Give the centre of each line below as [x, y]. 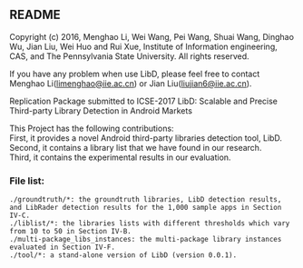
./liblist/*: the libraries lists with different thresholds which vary [150, 223]
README [35, 15]
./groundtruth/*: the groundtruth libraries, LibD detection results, [146, 200]
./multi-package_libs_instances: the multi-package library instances [146, 240]
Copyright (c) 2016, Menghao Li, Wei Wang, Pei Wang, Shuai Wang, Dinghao [152, 36]
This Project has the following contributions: [92, 128]
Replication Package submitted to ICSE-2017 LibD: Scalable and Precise [144, 101]
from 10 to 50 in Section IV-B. [70, 232]
